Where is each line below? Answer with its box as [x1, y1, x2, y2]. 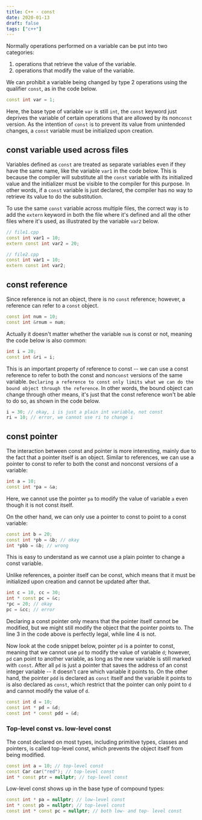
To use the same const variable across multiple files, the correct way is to [6, 204, 189, 212]
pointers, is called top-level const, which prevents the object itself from [6, 744, 183, 752]
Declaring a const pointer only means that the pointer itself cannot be [6, 617, 179, 624]
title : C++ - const [6, 8, 55, 15]
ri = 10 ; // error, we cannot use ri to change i [6, 414, 134, 421]
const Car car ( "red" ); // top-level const [6, 769, 115, 775]
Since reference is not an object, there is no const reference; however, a [6, 296, 186, 303]
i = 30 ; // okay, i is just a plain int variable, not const [6, 409, 163, 415]
